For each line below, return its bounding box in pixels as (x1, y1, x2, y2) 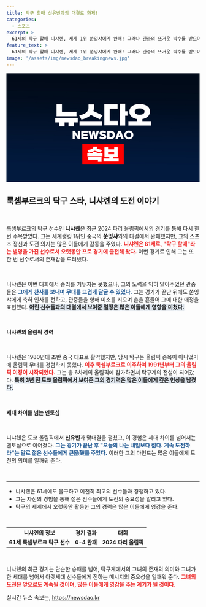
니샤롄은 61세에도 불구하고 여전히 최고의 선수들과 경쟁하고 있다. (15, 488, 167, 495)
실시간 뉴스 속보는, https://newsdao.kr (6, 593, 100, 601)
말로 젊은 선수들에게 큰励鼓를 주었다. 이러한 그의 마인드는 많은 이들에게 (20, 449, 189, 457)
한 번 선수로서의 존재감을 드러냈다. (6, 255, 88, 263)
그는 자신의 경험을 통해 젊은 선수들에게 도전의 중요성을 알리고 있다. (15, 495, 174, 503)
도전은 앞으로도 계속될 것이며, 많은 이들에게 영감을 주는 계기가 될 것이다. (6, 581, 176, 588)
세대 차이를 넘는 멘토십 (6, 409, 60, 417)
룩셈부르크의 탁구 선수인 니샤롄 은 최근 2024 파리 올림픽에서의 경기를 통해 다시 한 (6, 225, 200, 233)
